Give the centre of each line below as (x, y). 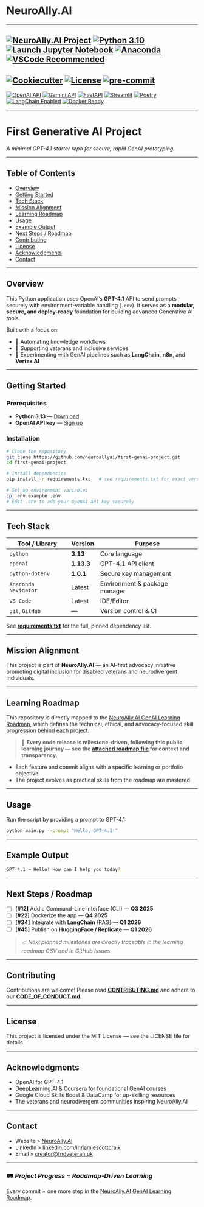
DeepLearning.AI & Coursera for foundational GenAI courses (91, 1088)
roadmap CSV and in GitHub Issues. (66, 951)
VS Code (20, 601)
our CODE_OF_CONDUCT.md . (44, 996)
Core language (121, 553)
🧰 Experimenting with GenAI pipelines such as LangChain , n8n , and (100, 354)
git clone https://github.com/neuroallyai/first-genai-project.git (93, 457)
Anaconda (22, 584)
